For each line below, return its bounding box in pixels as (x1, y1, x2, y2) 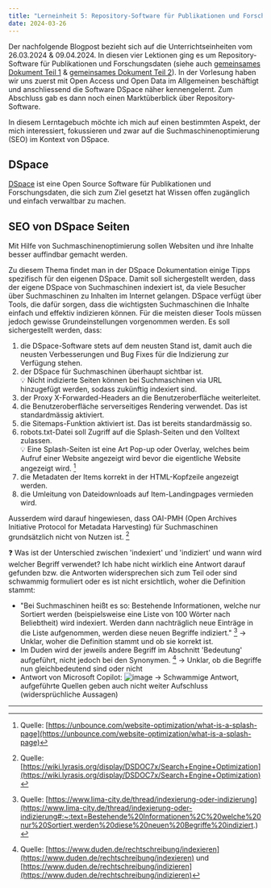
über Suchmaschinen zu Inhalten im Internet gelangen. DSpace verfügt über (8, 291, 262, 301)
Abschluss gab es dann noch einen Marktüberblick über (8, 93, 195, 103)
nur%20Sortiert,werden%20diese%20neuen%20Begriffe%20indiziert (19, 820, 254, 830)
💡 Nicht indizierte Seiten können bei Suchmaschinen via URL (19, 375, 223, 385)
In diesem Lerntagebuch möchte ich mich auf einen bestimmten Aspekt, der (8, 117, 261, 127)
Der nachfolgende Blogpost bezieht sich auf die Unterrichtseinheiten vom (8, 41, 252, 51)
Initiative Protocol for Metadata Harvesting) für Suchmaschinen (8, 521, 219, 531)
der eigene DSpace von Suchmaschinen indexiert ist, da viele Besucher (8, 283, 246, 292)
